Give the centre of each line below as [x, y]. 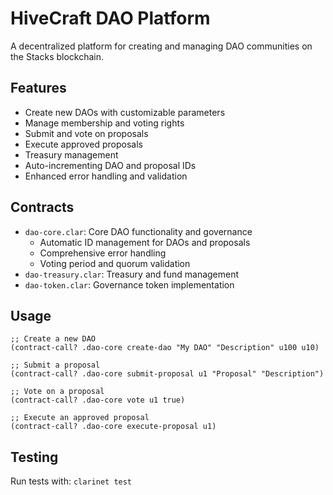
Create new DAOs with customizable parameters [125, 112]
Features [38, 88]
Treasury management [71, 154]
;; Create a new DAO [53, 339]
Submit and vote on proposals [86, 133]
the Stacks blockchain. [57, 56]
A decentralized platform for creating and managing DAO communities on [161, 46]
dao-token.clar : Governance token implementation [129, 284]
